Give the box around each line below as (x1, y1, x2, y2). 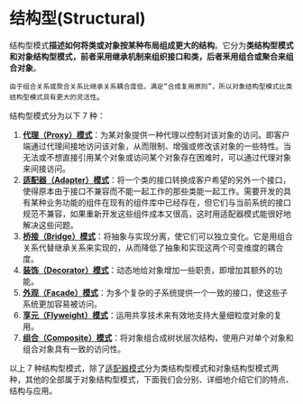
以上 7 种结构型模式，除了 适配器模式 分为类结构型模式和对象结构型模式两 (9, 363, 280, 373)
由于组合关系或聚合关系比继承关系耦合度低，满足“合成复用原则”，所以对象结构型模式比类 (9, 82, 293, 91)
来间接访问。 (22, 163, 70, 174)
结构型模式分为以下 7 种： (9, 110, 106, 121)
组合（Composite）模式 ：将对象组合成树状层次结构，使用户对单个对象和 (22, 332, 294, 343)
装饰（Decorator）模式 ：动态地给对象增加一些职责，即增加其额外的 (22, 264, 275, 275)
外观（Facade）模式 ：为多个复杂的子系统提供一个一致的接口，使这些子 (22, 287, 289, 298)
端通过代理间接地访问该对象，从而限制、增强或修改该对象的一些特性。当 (22, 141, 291, 151)
